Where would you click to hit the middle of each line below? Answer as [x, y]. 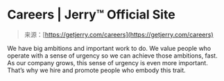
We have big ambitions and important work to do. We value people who [109, 48]
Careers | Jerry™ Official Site [91, 15]
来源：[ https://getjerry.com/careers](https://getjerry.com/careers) [119, 34]
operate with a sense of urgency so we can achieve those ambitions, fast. [112, 56]
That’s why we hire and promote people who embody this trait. [96, 70]
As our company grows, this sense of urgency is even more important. [107, 62]
